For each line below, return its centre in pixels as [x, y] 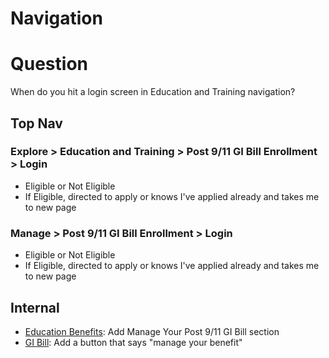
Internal [35, 307]
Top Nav [36, 123]
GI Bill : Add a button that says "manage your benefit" [133, 342]
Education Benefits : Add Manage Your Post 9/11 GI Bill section [152, 331]
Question [49, 64]
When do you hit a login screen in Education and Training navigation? [153, 92]
